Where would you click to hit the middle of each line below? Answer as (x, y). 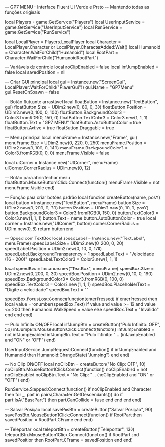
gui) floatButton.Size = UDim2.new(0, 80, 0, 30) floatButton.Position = (76, 107)
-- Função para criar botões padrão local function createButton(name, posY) (82, 197)
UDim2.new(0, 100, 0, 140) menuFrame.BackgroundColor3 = (66, 148)
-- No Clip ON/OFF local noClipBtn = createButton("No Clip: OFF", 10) (76, 364)
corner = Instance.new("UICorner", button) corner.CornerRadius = (72, 223)
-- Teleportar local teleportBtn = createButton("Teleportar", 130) (70, 429)
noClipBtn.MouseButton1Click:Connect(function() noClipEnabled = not (76, 369)
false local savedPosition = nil (35, 72)
